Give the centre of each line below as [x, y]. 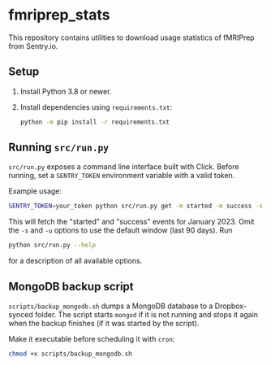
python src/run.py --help [52, 246]
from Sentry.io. [33, 46]
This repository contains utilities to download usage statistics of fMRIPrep [131, 37]
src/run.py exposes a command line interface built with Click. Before [124, 167]
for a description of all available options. [75, 261]
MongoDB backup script [71, 286]
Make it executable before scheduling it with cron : [92, 339]
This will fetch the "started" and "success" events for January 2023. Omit [131, 222]
